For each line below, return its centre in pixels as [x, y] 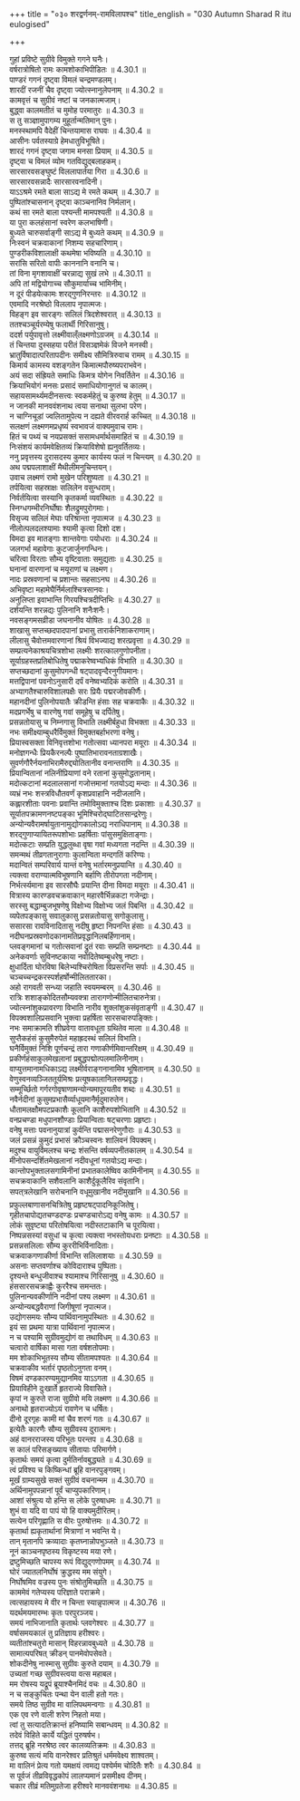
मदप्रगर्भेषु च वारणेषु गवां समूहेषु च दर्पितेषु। [67, 712]
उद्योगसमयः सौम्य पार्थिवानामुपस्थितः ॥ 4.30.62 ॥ [82, 1317]
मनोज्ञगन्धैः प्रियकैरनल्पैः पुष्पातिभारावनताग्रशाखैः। [76, 753]
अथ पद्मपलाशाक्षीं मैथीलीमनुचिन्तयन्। [61, 467]
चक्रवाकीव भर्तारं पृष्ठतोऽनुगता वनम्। [61, 1368]
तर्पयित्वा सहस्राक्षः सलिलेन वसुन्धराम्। [63, 488]
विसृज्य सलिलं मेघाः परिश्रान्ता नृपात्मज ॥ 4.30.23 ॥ [85, 518]
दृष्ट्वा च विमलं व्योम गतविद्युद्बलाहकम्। [66, 161]
